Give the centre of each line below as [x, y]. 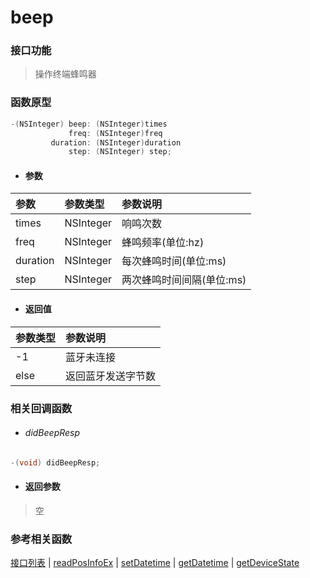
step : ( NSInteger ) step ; [120, 152]
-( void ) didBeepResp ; [55, 462]
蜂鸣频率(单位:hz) [163, 243]
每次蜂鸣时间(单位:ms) [174, 261]
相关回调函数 [41, 408]
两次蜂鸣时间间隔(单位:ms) [184, 280]
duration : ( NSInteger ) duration [116, 142]
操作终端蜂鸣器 [65, 74]
